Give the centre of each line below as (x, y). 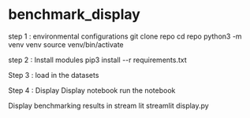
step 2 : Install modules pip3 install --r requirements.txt (97, 60)
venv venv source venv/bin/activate (66, 44)
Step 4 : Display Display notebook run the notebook (92, 90)
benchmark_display (74, 15)
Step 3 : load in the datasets (54, 75)
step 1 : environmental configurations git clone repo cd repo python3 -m (125, 36)
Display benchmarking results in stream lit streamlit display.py (108, 105)
